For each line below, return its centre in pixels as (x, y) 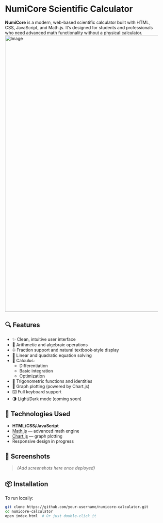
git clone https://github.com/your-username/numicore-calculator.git (77, 507)
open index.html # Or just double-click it (51, 516)
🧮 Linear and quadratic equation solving (52, 355)
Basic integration (36, 371)
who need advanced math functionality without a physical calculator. (74, 33)
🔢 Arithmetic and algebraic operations (50, 345)
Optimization (32, 376)
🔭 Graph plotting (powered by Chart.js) (51, 386)
